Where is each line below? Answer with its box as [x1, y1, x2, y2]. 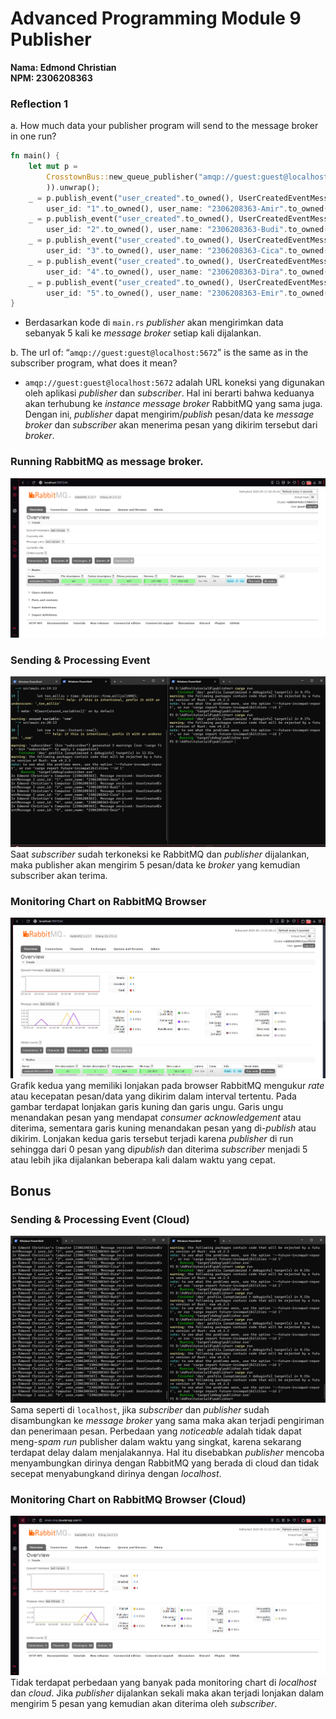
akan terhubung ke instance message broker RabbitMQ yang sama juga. [24, 398, 323, 410]
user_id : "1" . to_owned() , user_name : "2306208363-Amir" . [46, 203, 288, 214]
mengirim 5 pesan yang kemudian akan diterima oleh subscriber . [10, 1698, 278, 1709]
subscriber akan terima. [10, 870, 108, 882]
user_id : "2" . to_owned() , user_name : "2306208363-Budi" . [46, 225, 288, 235]
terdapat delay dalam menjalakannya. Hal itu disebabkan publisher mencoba [10, 1447, 325, 1458]
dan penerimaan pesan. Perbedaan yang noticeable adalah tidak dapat [10, 1425, 302, 1437]
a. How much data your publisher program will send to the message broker [10, 120, 319, 132]
